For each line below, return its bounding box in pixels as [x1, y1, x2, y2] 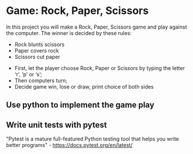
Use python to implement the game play [6, 100, 155, 110]
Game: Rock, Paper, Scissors [6, 4, 149, 17]
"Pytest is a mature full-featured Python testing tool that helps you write [6, 135, 180, 142]
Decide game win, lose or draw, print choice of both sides [14, 83, 154, 90]
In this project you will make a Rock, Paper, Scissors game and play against [6, 23, 187, 30]
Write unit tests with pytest [6, 120, 107, 129]
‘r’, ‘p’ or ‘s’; [14, 71, 43, 78]
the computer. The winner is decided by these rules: [6, 29, 132, 36]
